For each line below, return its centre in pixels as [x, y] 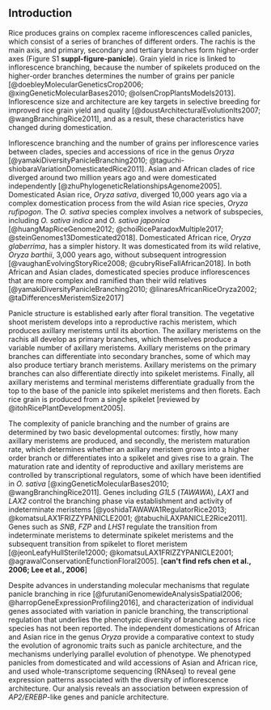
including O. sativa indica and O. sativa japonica [89, 220]
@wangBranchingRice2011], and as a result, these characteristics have [126, 118]
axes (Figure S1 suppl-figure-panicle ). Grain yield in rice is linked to [122, 58]
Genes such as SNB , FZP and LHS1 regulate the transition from [113, 526]
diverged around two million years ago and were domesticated [112, 177]
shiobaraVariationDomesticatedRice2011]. [78, 168]
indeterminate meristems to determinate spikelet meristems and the [121, 535]
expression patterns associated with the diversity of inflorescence [119, 679]
